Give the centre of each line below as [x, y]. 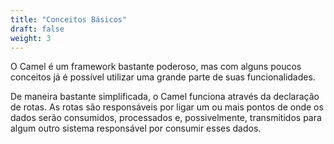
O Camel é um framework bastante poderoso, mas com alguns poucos [156, 67]
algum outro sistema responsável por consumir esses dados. [136, 128]
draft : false [37, 29]
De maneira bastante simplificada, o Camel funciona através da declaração [165, 97]
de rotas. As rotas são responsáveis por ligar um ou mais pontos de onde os [167, 107]
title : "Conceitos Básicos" [69, 19]
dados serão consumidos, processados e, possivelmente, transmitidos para [166, 118]
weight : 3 [31, 38]
